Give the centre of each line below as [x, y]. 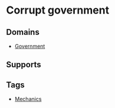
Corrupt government [58, 10]
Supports [24, 65]
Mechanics [28, 99]
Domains [23, 32]
